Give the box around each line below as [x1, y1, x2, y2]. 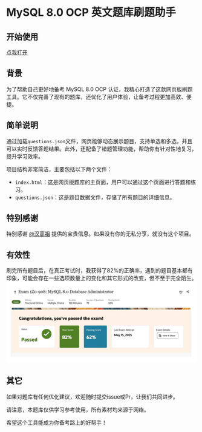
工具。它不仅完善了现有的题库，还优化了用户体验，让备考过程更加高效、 [6, 93, 186, 100]
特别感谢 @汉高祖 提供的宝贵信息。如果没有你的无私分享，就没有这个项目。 [6, 230, 195, 237]
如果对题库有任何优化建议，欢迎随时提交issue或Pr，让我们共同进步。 [6, 393, 178, 400]
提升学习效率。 [6, 152, 44, 160]
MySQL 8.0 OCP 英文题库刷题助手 [6, 5, 177, 19]
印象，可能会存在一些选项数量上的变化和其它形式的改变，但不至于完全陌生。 [6, 274, 197, 282]
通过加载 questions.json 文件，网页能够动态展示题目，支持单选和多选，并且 [6, 137, 193, 144]
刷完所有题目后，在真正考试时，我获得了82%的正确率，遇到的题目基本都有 [6, 267, 193, 274]
